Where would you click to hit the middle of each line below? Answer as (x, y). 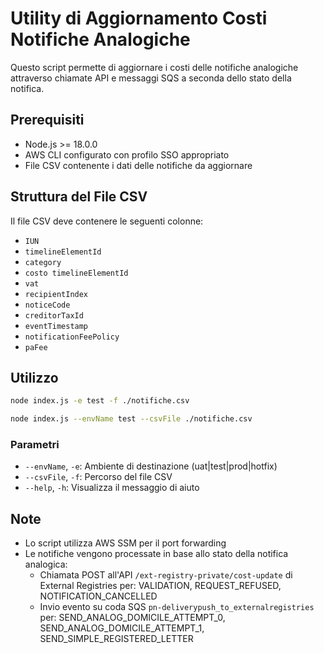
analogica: (46, 564)
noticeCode (47, 305)
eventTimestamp (56, 326)
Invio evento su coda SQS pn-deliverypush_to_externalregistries (177, 607)
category (43, 262)
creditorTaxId (54, 315)
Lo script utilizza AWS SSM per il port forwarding (125, 543)
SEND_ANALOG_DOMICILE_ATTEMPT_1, (122, 628)
